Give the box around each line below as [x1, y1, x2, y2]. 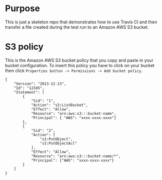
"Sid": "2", [31, 128, 55, 133]
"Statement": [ [14, 90, 45, 95]
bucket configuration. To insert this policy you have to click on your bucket [5, 62, 155, 68]
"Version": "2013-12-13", [14, 81, 67, 86]
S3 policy [5, 41, 44, 53]
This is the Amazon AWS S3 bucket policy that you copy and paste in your [5, 57, 154, 63]
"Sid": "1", [31, 98, 55, 103]
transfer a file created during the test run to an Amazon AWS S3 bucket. [5, 24, 149, 30]
